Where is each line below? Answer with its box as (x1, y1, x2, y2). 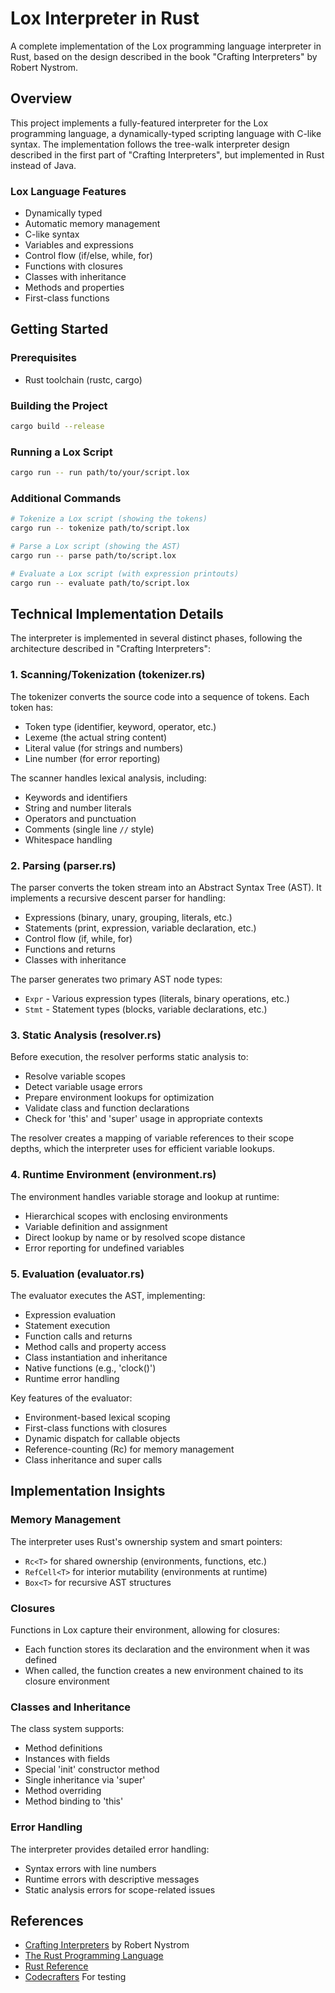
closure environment (24, 1675, 110, 1687)
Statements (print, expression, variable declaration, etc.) (24, 922, 257, 934)
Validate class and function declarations (24, 1102, 190, 1114)
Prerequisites (10, 351, 77, 365)
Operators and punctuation (24, 812, 137, 824)
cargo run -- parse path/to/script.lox (10, 551, 177, 561)
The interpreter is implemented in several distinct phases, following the (10, 632, 303, 644)
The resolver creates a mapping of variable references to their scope (10, 1132, 295, 1144)
